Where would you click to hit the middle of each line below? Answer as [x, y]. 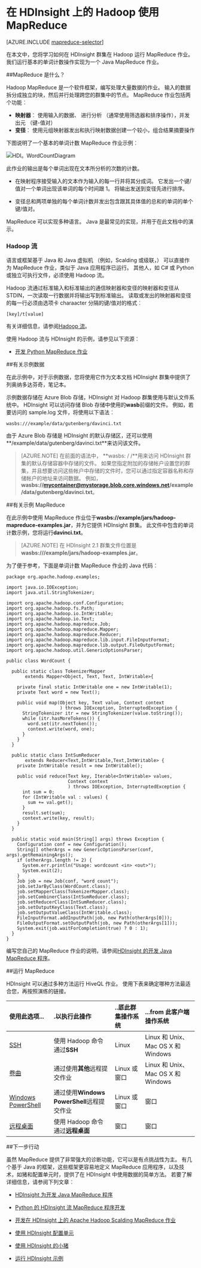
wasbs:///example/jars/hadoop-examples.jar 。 [81, 553]
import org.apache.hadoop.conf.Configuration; [65, 603]
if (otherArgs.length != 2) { [55, 860]
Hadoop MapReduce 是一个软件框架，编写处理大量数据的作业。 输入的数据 [99, 87]
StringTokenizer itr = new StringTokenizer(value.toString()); [103, 713]
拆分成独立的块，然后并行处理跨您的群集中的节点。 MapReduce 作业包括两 [98, 95]
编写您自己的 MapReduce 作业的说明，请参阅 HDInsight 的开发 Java [89, 951]
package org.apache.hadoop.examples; [53, 577]
